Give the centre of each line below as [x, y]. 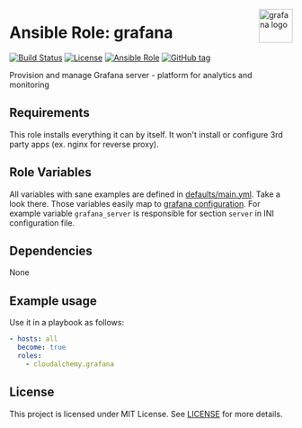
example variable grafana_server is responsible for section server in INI [142, 213]
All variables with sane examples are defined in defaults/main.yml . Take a [145, 194]
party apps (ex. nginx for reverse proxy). [84, 144]
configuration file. [42, 223]
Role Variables [50, 172]
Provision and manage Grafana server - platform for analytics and [131, 75]
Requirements [49, 113]
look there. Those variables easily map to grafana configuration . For [135, 203]
